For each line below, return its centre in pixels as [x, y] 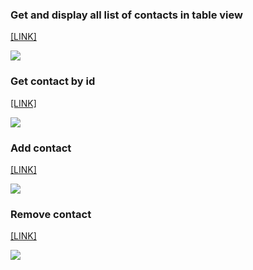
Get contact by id [53, 81]
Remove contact [51, 214]
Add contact [41, 148]
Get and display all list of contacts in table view [126, 15]
